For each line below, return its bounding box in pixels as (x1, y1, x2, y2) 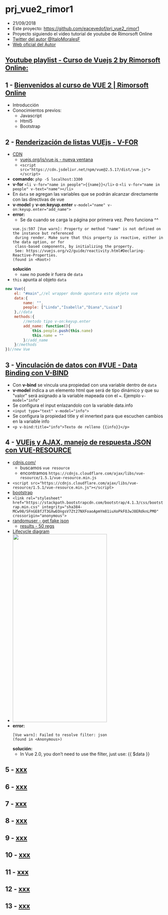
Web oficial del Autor (12, 41, 56, 47)
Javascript (20, 113, 42, 119)
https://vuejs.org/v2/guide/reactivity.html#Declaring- (26, 248, 145, 253)
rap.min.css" (12, 504, 40, 510)
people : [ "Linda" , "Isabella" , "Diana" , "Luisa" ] (23, 305, 122, 310)
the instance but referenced (12, 231, 74, 236)
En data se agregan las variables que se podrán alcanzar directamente (12, 191, 158, 197)
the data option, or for (12, 239, 65, 244)
